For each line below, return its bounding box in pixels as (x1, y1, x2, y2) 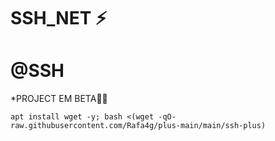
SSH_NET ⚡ (10, 7, 108, 30)
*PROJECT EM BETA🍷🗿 (10, 93, 108, 105)
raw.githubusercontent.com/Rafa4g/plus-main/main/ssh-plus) (10, 121, 267, 131)
